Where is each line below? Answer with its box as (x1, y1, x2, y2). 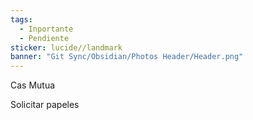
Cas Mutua (10, 79, 56, 91)
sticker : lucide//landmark (10, 42, 123, 53)
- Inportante (19, 24, 74, 34)
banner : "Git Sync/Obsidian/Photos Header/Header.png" (10, 52, 244, 62)
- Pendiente (19, 33, 70, 43)
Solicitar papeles (10, 99, 80, 111)
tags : (10, 14, 33, 25)
